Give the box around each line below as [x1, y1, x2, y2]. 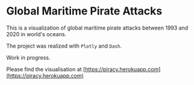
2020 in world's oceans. [6, 30, 67, 37]
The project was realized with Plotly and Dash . [6, 42, 122, 49]
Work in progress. [6, 54, 51, 61]
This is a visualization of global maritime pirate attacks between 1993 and [6, 24, 189, 31]
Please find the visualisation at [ [6, 65, 86, 73]
